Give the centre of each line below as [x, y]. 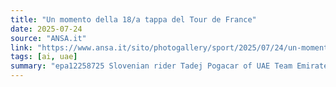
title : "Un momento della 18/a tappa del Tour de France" [133, 19]
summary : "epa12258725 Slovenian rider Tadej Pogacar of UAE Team [151, 66]
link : [21, 47]
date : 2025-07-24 [46, 29]
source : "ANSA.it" [48, 38]
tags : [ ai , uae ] [44, 57]
